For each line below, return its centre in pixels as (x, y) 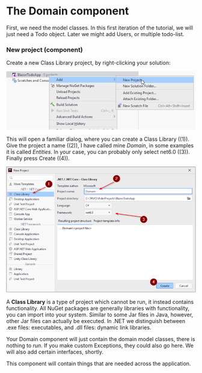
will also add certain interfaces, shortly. (55, 352)
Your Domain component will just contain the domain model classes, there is (101, 339)
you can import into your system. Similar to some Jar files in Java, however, (100, 315)
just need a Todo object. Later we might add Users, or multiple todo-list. (95, 34)
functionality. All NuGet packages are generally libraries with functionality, (98, 309)
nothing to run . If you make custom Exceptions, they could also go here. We (100, 346)
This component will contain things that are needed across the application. (99, 364)
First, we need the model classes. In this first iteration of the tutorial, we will (100, 28)
